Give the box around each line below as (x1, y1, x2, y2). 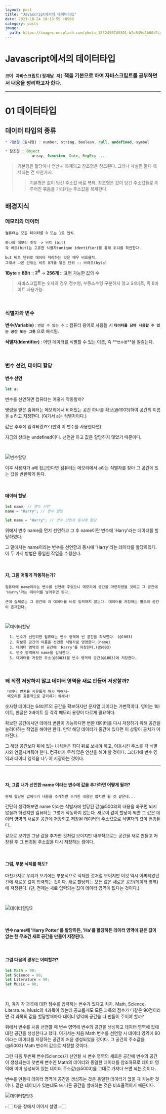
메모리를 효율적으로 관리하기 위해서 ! (7, 693, 71, 699)
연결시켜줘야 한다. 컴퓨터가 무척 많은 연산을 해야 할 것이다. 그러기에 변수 (14, 749, 153, 755)
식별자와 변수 (5, 310, 35, 317)
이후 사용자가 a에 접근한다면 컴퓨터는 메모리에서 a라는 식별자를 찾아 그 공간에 (5, 464, 154, 470)
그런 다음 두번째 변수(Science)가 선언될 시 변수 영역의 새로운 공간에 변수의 (5, 1053, 149, 1059)
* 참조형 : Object (5, 149, 40, 154)
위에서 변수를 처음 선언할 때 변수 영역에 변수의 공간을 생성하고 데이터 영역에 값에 (5, 1024, 160, 1030)
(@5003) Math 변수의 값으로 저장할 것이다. (5, 1043, 89, 1048)
